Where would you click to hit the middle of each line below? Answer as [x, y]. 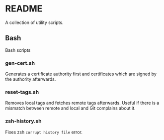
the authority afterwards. [31, 79]
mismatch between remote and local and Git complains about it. [70, 108]
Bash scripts [18, 50]
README [24, 9]
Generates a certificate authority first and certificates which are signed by [81, 74]
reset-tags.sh [22, 92]
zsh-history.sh [23, 121]
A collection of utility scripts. [34, 22]
